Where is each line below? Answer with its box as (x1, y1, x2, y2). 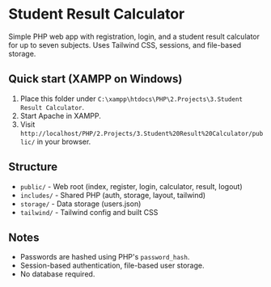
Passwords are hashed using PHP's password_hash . (19, 252, 190, 262)
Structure (8, 160, 58, 174)
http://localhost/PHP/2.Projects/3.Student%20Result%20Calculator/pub (19, 129, 264, 137)
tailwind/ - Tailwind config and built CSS (19, 207, 159, 217)
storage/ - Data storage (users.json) (19, 199, 142, 209)
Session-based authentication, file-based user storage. (19, 260, 205, 271)
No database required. (19, 269, 95, 279)
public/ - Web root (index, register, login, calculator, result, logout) (19, 181, 243, 191)
